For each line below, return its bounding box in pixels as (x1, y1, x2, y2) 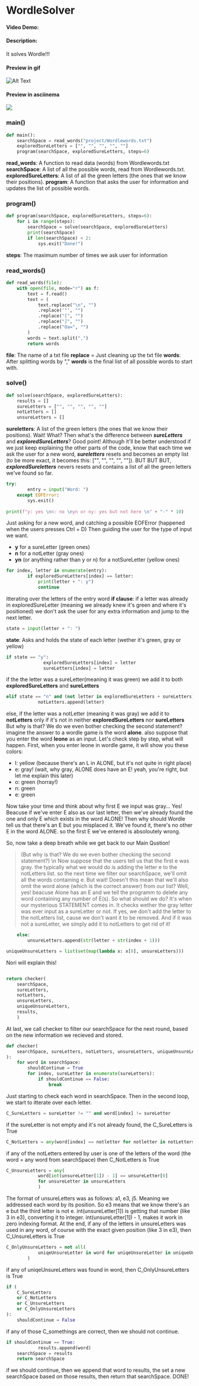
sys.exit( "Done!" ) (37, 240, 84, 247)
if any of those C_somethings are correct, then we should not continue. (6, 1328, 179, 1335)
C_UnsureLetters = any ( (6, 1167, 65, 1174)
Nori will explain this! (6, 959, 57, 966)
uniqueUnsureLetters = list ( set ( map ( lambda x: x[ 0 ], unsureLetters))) (6, 948, 184, 954)
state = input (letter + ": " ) (6, 625, 81, 631)
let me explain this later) (14, 772, 73, 779)
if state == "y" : (6, 654, 49, 660)
